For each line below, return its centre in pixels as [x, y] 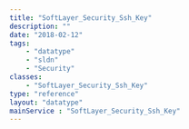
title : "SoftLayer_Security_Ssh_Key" [81, 18]
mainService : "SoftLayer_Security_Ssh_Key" [95, 111]
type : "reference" [44, 94]
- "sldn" [42, 60]
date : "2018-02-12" [46, 35]
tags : [20, 43]
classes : [26, 77]
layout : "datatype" [46, 102]
